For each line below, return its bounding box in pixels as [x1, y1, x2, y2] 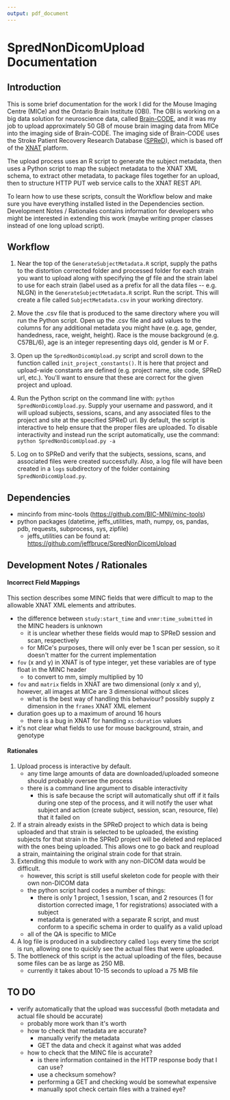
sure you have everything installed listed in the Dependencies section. [7, 199, 205, 207]
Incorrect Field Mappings [7, 579, 80, 587]
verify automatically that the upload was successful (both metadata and [16, 1004, 220, 1013]
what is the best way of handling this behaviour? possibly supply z [27, 695, 215, 703]
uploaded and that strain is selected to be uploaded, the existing [16, 828, 199, 836]
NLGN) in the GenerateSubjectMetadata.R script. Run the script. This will [16, 289, 219, 297]
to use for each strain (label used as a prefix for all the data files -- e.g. [16, 281, 217, 289]
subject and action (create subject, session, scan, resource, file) [37, 806, 219, 814]
